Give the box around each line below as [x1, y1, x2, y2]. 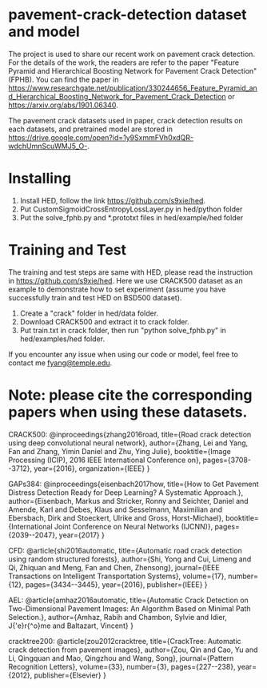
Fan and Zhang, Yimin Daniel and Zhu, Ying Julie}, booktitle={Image [8, 446, 232, 456]
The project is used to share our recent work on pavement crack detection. [8, 49, 256, 58]
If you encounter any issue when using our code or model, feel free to [8, 349, 238, 359]
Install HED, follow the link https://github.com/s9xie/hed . [19, 195, 206, 205]
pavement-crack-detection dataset [8, 6, 247, 24]
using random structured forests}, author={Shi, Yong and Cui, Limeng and [8, 554, 252, 564]
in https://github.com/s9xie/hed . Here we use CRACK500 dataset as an [8, 276, 243, 285]
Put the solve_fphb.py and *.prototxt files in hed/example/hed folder [19, 212, 244, 222]
